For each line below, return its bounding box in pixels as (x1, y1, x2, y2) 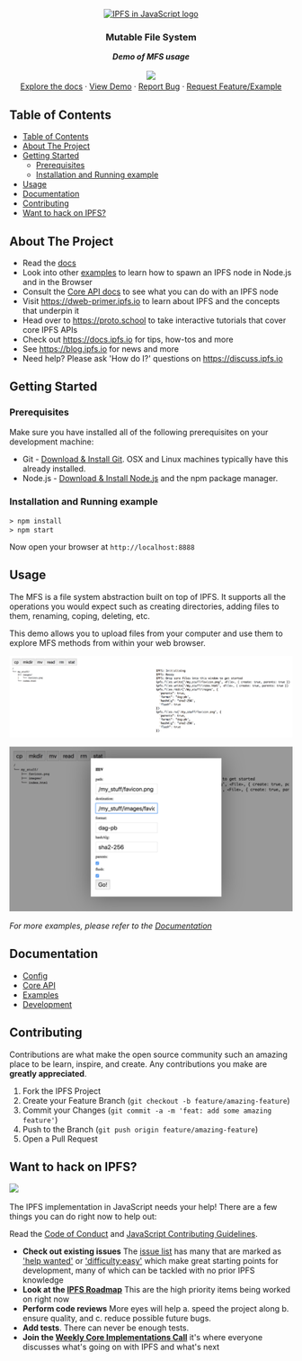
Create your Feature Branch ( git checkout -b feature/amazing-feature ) (22, 1095, 290, 1106)
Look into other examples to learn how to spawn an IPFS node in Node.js (22, 266, 292, 278)
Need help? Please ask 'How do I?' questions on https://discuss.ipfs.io (22, 353, 283, 363)
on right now (22, 1294, 70, 1304)
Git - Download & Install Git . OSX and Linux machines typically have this (22, 453, 289, 464)
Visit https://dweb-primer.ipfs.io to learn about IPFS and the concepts (22, 295, 280, 306)
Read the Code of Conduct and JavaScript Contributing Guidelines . (9, 1229, 258, 1240)
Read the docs (22, 257, 76, 268)
